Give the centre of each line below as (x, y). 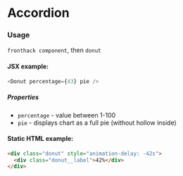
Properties (23, 97)
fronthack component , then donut (55, 50)
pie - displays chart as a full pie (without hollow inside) (97, 122)
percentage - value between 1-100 (67, 115)
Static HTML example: (40, 139)
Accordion (38, 13)
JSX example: (28, 67)
